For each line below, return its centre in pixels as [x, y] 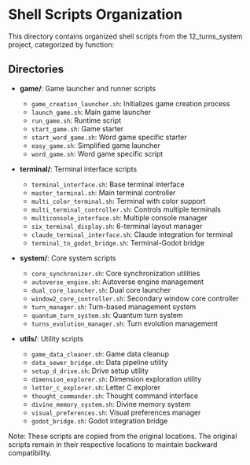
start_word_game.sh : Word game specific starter [109, 137]
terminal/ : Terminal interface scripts [78, 169]
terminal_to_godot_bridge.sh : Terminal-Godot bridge [118, 242]
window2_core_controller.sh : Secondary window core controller [135, 298]
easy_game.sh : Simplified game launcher [96, 145]
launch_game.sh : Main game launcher [91, 112]
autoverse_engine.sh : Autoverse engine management [118, 282]
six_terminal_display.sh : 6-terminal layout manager [117, 226]
